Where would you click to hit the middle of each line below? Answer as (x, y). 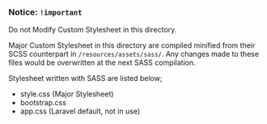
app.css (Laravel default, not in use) (80, 111)
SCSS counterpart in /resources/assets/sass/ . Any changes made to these (134, 54)
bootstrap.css (43, 103)
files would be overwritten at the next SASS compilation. (102, 62)
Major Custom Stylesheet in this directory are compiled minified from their (132, 45)
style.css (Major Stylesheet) (67, 94)
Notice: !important (45, 12)
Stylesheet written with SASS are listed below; (85, 79)
